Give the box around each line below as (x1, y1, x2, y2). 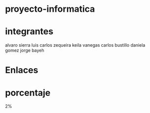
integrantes (5, 26, 54, 37)
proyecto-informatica (5, 3, 95, 15)
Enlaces (5, 65, 38, 76)
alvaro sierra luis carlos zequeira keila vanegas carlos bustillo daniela (5, 42, 146, 48)
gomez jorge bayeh (5, 48, 44, 54)
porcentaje (5, 87, 51, 98)
